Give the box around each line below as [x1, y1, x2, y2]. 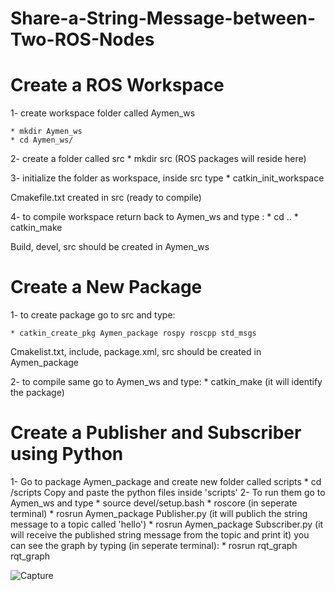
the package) [10, 387, 65, 399]
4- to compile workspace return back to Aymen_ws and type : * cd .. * [10, 211, 299, 223]
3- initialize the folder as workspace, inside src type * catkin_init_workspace [10, 172, 325, 184]
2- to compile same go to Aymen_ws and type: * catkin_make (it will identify [10, 376, 323, 388]
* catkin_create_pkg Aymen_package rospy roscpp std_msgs [10, 328, 257, 339]
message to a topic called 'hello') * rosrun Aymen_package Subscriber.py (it [10, 518, 324, 530]
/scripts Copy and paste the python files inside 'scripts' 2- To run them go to [10, 487, 326, 498]
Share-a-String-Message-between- [10, 7, 317, 30]
